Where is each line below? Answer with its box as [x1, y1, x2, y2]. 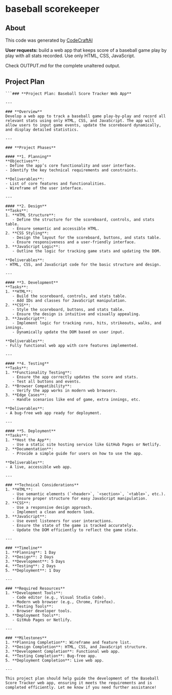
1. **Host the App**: [5, 437, 52, 443]
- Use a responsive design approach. [12, 505, 93, 510]
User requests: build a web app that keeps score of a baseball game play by [5, 47, 167, 53]
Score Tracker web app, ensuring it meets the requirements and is [5, 680, 153, 685]
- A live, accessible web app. [5, 464, 72, 469]
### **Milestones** [5, 635, 47, 641]
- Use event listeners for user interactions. [12, 518, 114, 523]
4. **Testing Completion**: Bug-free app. [5, 653, 97, 659]
